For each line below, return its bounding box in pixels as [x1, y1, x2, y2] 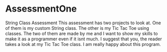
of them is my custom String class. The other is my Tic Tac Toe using [5, 25, 149, 31]
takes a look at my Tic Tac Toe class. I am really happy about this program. [5, 41, 161, 47]
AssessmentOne [5, 3, 77, 15]
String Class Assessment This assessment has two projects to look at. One [5, 20, 161, 26]
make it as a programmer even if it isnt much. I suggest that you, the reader [5, 36, 162, 42]
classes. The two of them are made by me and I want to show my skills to [5, 30, 158, 36]
